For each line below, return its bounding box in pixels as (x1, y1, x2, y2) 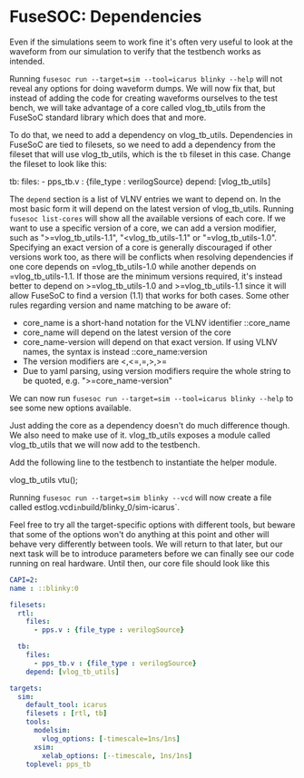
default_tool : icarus (25, 701, 107, 710)
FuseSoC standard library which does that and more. (9, 112, 207, 123)
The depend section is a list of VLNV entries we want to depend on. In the (9, 193, 281, 204)
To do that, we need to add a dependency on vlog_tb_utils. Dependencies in (9, 129, 293, 140)
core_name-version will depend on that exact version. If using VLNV (22, 336, 279, 347)
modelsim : (33, 726, 71, 735)
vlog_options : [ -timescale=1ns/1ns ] (42, 734, 181, 744)
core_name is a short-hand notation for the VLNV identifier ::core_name (22, 317, 290, 328)
